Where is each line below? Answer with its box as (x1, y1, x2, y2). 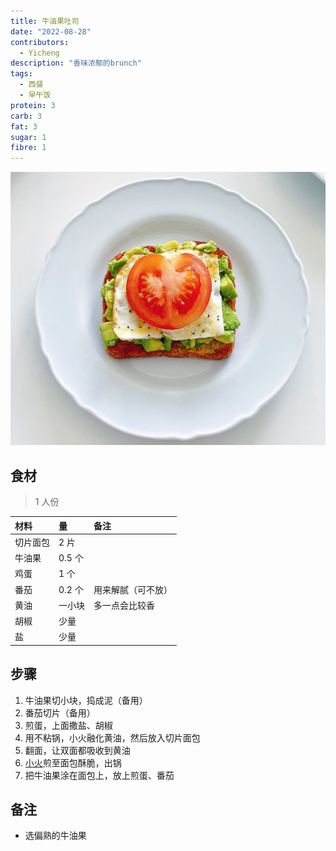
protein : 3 (10, 100, 56, 110)
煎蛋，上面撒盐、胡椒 (24, 719, 113, 731)
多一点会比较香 (93, 599, 155, 611)
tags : (10, 69, 33, 79)
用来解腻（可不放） (93, 583, 173, 595)
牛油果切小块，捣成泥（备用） (24, 694, 148, 706)
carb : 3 (10, 111, 43, 121)
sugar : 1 (10, 132, 47, 142)
